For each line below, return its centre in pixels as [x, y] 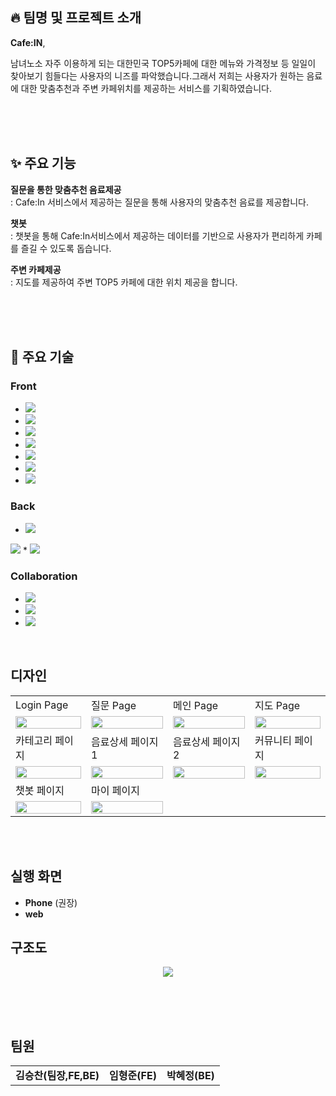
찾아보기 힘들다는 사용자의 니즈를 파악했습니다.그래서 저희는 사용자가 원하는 [157, 75]
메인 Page [196, 705]
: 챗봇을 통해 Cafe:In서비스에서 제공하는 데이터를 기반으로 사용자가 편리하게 [157, 235]
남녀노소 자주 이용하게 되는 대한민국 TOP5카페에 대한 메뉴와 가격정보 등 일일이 [163, 63]
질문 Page [114, 705]
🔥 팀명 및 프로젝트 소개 [76, 18]
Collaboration [44, 576]
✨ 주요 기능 [43, 163]
